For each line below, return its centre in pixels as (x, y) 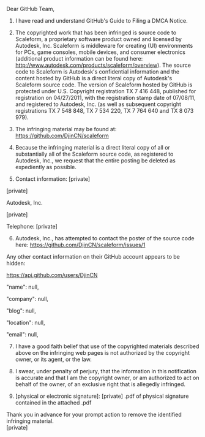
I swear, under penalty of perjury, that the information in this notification (106, 371)
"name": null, (23, 287)
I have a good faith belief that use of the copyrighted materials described (107, 346)
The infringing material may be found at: (66, 129)
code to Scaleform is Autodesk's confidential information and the (97, 72)
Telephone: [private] (32, 226)
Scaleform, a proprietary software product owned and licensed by (99, 39)
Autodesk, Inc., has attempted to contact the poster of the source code (105, 238)
